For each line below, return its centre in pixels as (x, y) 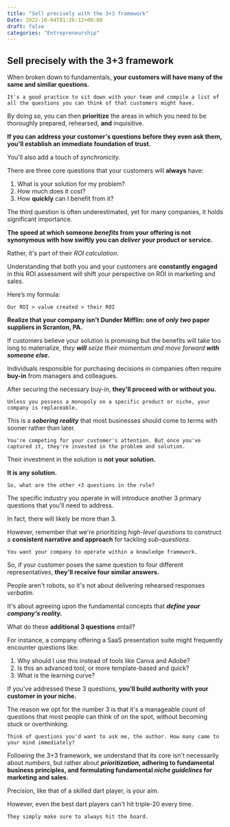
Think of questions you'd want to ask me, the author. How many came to (113, 737)
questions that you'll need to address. (60, 505)
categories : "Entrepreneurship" (53, 33)
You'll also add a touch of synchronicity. (64, 157)
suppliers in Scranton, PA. (45, 327)
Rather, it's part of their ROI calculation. (63, 253)
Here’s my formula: (34, 295)
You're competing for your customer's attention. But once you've (104, 441)
